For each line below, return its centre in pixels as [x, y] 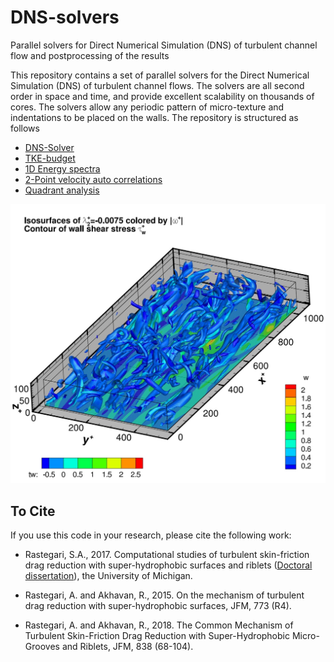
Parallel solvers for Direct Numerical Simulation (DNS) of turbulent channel [164, 45]
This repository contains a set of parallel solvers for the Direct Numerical [160, 75]
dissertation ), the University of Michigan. [108, 576]
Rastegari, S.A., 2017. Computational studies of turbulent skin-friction [167, 555]
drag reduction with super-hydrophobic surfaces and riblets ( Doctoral [168, 565]
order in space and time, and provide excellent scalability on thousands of [162, 96]
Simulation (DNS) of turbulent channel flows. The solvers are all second [157, 85]
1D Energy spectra [62, 168]
